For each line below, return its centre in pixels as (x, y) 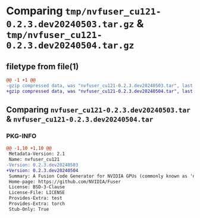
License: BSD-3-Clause (37, 187)
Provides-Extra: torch (37, 204)
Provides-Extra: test (35, 198)
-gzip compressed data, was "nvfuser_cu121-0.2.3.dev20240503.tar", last (100, 85)
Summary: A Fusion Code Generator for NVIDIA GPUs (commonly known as (98, 176)
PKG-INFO (21, 136)
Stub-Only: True (29, 209)
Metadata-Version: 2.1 (37, 154)
